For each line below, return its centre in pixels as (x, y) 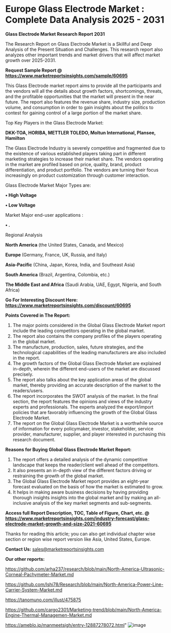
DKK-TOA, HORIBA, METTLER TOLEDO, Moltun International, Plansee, (80, 132)
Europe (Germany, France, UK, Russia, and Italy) (56, 255)
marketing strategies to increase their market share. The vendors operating (84, 159)
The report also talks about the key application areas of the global (82, 379)
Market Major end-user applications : (44, 215)
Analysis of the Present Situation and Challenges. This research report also (84, 49)
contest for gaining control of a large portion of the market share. (74, 113)
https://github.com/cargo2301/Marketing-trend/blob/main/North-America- (83, 609)
